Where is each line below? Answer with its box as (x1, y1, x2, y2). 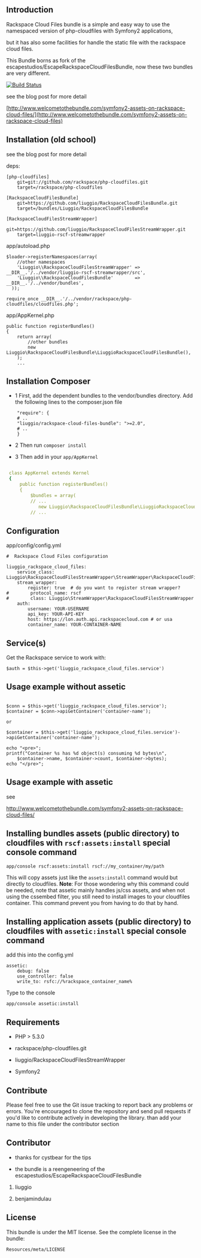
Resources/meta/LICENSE (6, 1246, 66, 1253)
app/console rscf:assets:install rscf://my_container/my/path (6, 863, 165, 869)
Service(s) (6, 638, 46, 648)
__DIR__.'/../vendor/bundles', (6, 280, 84, 286)
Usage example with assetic (6, 777, 114, 787)
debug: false (17, 968, 50, 975)
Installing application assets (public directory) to (6, 916, 191, 927)
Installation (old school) (6, 135, 97, 145)
